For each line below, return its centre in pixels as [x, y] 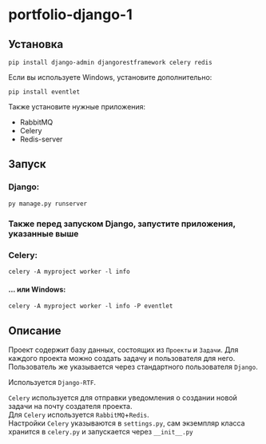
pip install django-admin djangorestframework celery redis [111, 62]
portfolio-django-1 [71, 15]
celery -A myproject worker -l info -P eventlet [91, 306]
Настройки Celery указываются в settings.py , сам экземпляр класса [127, 423]
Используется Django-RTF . [52, 382]
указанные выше [44, 233]
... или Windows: [37, 289]
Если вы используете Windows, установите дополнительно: [110, 77]
